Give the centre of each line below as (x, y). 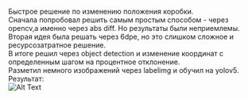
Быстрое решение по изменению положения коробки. (101, 11)
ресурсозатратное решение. (57, 45)
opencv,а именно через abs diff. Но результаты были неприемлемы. (124, 28)
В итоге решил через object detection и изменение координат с (116, 53)
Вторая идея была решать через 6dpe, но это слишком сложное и (121, 36)
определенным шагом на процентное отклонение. (94, 62)
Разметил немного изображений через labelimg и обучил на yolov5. (124, 70)
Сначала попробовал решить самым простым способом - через (118, 20)
